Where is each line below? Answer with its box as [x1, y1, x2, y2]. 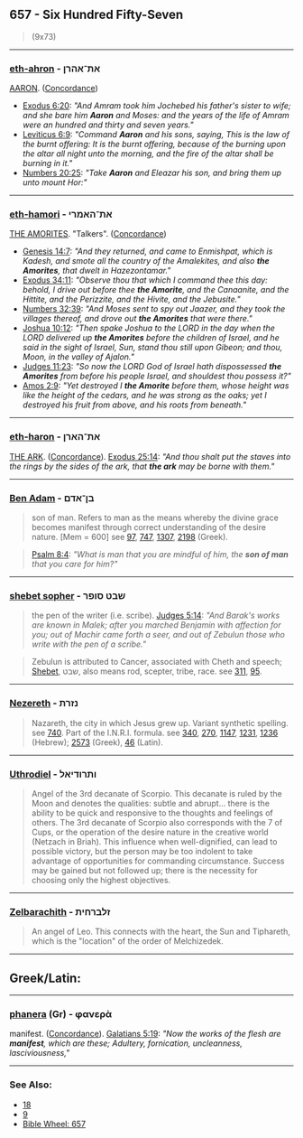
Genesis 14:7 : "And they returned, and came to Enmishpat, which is [22, 246, 273, 257]
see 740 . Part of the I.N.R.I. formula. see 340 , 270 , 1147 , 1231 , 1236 [31, 727, 279, 738]
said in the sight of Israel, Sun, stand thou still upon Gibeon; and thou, [22, 342, 283, 353]
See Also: [9, 1078, 52, 1091]
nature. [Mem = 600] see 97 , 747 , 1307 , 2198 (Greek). [31, 532, 228, 542]
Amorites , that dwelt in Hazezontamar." [22, 266, 171, 276]
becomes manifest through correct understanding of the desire [31, 522, 266, 532]
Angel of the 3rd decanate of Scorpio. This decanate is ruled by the [31, 788, 282, 798]
